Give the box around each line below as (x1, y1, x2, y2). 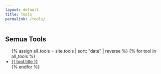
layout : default (5, 7, 39, 12)
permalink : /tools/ (5, 16, 46, 21)
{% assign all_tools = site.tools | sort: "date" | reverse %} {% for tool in (11, 48, 156, 54)
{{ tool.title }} (11, 59, 38, 65)
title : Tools (5, 12, 32, 17)
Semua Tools (5, 35, 46, 43)
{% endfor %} (11, 64, 40, 70)
